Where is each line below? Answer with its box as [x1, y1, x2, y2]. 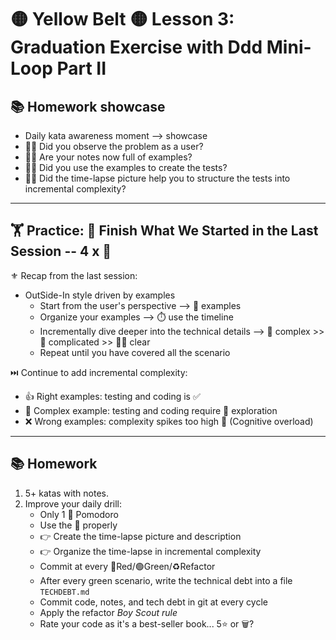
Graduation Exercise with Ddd [10, 36, 263, 59]
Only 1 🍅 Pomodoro [39, 508, 119, 520]
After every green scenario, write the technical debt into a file [39, 574, 293, 586]
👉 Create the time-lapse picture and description [39, 530, 242, 542]
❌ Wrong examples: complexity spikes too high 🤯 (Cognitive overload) [24, 415, 314, 427]
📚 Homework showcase [10, 98, 166, 115]
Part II [56, 57, 107, 80]
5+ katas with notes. [24, 487, 110, 499]
